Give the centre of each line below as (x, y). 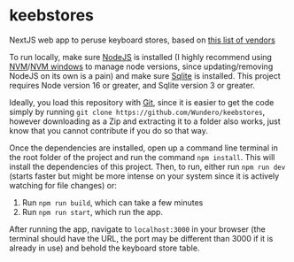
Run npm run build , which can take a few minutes (112, 202)
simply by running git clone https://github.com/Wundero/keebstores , (137, 112)
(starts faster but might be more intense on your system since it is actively (144, 176)
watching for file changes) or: (63, 185)
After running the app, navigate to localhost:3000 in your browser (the (137, 229)
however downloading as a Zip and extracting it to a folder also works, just (145, 121)
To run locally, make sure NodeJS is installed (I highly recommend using (141, 57)
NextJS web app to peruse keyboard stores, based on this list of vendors (143, 40)
